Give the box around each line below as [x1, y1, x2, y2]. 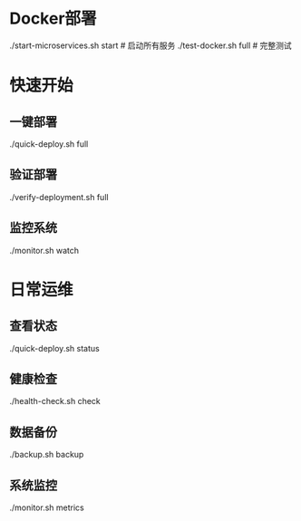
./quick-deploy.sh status [9, 343, 100, 353]
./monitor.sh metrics [9, 502, 84, 513]
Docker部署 [9, 8, 97, 29]
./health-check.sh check [9, 396, 102, 407]
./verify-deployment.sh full [9, 191, 109, 202]
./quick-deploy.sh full [9, 138, 89, 150]
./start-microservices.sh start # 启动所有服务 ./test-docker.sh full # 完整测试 [9, 40, 292, 51]
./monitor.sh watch [9, 245, 80, 256]
